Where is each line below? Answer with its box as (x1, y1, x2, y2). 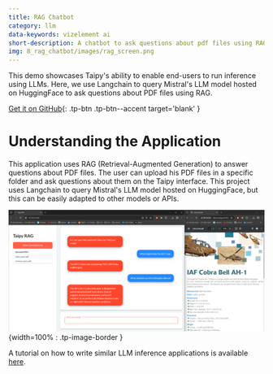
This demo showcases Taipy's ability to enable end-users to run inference (8, 71, 257, 80)
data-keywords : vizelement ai (8, 30, 111, 38)
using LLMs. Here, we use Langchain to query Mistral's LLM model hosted (8, 80, 258, 89)
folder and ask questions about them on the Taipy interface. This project (8, 176, 250, 186)
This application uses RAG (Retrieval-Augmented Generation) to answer (8, 159, 249, 169)
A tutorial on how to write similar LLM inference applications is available (8, 348, 249, 358)
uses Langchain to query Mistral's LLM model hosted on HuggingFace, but (8, 185, 258, 195)
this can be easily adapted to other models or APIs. (8, 194, 180, 203)
